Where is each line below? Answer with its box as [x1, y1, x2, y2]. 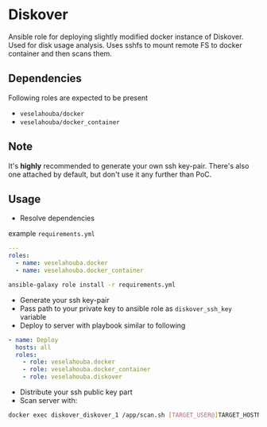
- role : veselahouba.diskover [22, 373, 123, 381]
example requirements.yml [8, 229, 95, 239]
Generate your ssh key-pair [19, 295, 110, 305]
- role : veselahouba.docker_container [22, 366, 151, 374]
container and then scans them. [8, 49, 113, 58]
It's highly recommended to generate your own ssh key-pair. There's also [8, 161, 250, 170]
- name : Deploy [8, 336, 59, 344]
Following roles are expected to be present [8, 93, 149, 103]
